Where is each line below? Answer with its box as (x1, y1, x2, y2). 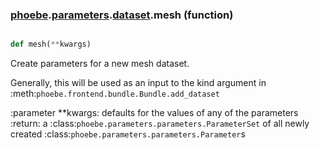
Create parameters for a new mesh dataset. (10, 58, 190, 70)
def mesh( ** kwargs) (10, 39, 92, 50)
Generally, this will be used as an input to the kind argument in (10, 77, 267, 89)
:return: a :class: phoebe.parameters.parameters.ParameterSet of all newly (10, 118, 310, 130)
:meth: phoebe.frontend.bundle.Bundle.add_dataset (10, 88, 220, 100)
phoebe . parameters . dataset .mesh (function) (10, 8, 234, 22)
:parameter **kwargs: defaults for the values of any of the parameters (10, 107, 299, 119)
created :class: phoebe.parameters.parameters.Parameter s (10, 128, 246, 140)
